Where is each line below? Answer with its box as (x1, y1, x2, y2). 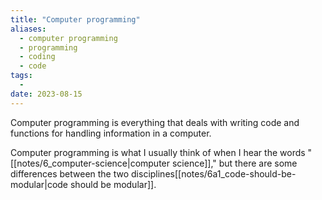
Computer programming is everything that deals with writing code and (10, 116, 300, 128)
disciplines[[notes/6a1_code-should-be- (131, 167, 297, 180)
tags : (10, 71, 33, 81)
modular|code (10, 178, 69, 190)
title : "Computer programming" (10, 14, 141, 25)
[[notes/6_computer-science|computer (10, 157, 171, 169)
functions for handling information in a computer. (10, 127, 212, 139)
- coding (19, 52, 56, 62)
